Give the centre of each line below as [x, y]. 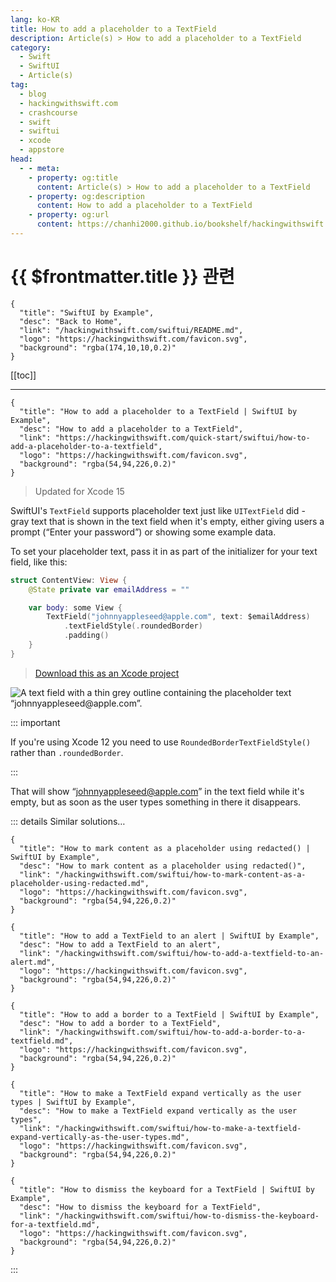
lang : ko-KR [35, 19]
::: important [35, 722]
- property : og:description [86, 196]
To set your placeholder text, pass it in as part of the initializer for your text [164, 551]
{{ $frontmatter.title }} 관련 [122, 277]
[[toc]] [23, 375]
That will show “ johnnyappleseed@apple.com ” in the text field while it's [157, 791]
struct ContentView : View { [69, 580]
